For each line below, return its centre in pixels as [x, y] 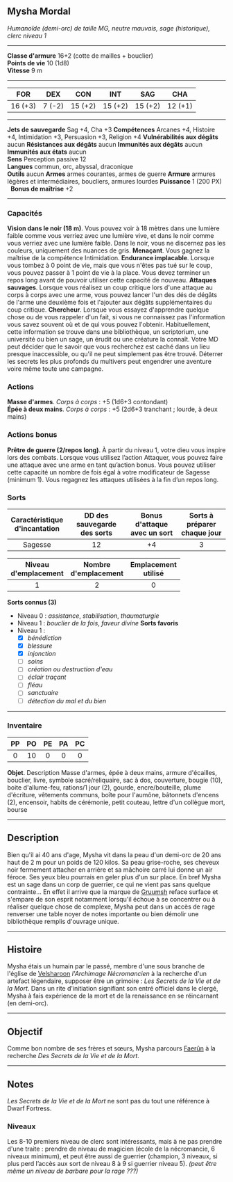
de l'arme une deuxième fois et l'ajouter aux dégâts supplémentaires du [110, 303]
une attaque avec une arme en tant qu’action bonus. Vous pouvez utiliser [112, 465]
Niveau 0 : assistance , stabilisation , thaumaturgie [88, 616]
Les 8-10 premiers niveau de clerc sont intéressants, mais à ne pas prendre [115, 1142]
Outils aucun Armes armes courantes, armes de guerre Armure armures [112, 174]
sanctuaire [43, 693]
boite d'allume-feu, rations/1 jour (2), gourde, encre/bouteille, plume [104, 787]
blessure [40, 646]
